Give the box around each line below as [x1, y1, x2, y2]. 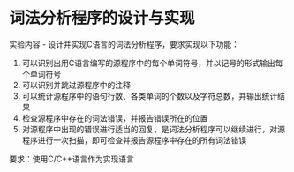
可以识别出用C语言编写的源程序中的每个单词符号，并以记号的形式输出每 [21, 57, 284, 68]
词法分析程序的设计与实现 [9, 8, 196, 28]
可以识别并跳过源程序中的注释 [21, 79, 131, 90]
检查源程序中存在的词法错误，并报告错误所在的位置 [21, 112, 208, 123]
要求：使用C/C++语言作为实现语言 [9, 153, 135, 164]
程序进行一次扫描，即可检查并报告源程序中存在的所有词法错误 [21, 134, 247, 146]
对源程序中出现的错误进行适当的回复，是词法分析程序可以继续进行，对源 [21, 123, 285, 134]
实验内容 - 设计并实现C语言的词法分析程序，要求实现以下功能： [9, 39, 240, 49]
